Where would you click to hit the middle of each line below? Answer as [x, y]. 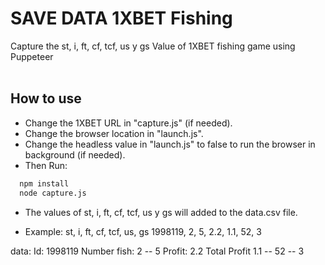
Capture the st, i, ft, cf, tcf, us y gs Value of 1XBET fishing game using [153, 46]
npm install [44, 183]
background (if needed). [75, 154]
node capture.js [53, 193]
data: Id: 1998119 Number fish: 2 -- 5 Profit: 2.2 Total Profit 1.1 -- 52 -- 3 [157, 251]
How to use [46, 98]
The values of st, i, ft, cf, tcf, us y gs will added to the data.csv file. [161, 212]
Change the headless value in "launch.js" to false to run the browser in [170, 144]
